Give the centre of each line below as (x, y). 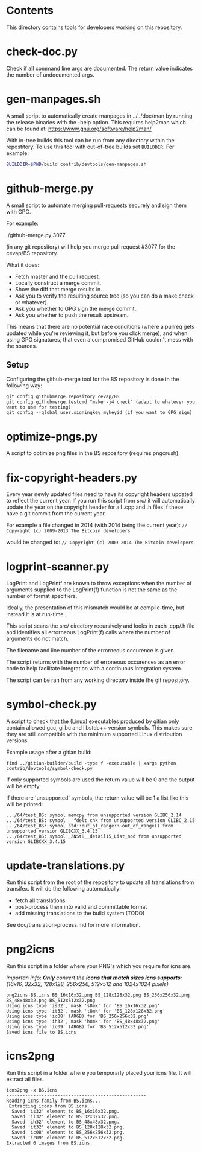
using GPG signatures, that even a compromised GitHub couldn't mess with (100, 339)
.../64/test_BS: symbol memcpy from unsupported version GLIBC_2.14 (94, 815)
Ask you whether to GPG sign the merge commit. (76, 308)
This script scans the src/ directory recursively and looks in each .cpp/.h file (100, 626)
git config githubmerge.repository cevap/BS (63, 397)
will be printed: (25, 804)
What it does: (23, 265)
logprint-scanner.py (58, 566)
